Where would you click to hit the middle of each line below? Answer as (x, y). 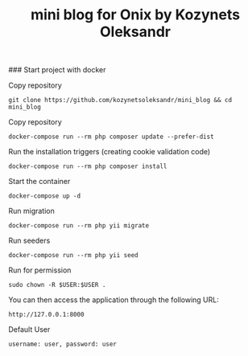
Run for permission (40, 270)
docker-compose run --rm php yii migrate (79, 225)
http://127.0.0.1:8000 (46, 314)
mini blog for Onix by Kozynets (135, 15)
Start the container (39, 181)
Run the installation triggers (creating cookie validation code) (110, 151)
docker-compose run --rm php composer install (88, 166)
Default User (29, 329)
